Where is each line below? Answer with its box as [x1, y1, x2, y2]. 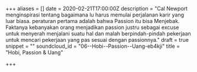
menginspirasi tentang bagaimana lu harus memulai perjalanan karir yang [5, 11, 185, 18]
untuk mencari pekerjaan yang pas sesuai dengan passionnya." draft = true [5, 37, 189, 43]
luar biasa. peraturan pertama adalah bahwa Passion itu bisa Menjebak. [5, 18, 180, 24]
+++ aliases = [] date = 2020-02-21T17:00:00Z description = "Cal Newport [5, 5, 188, 12]
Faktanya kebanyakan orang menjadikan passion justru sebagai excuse [5, 24, 179, 31]
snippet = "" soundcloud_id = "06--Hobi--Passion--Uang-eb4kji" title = [5, 42, 180, 50]
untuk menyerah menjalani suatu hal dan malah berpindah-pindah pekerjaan [5, 30, 192, 37]
